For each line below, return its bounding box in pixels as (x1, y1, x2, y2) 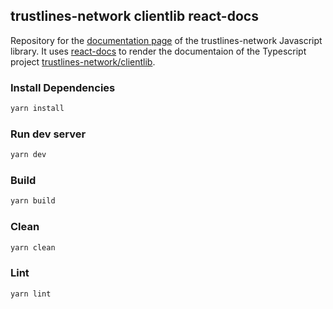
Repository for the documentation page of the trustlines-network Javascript (10, 34, 323, 46)
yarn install (10, 104, 65, 114)
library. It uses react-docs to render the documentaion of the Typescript (10, 45, 307, 57)
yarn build (10, 196, 56, 206)
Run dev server (10, 127, 87, 141)
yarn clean (10, 242, 56, 253)
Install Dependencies (10, 80, 116, 94)
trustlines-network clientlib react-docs (10, 8, 259, 25)
